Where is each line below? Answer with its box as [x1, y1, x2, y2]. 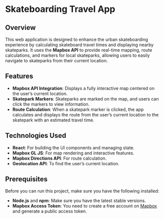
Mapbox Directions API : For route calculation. [12, 155, 107, 161]
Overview [5, 23, 36, 32]
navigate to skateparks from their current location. [5, 58, 108, 63]
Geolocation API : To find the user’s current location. [12, 160, 120, 166]
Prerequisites [5, 175, 48, 184]
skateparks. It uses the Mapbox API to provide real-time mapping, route [5, 47, 153, 53]
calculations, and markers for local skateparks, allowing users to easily [5, 52, 150, 58]
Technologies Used [5, 131, 66, 140]
